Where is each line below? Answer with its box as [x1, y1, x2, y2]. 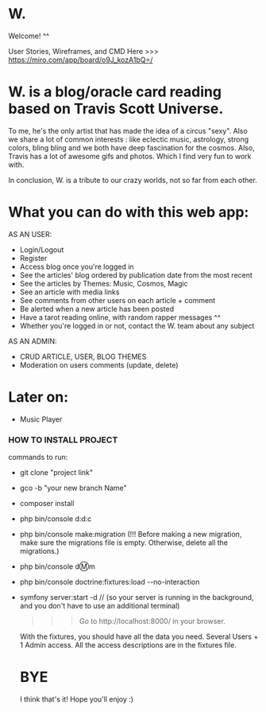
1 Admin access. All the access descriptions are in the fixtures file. [19, 640, 237, 650]
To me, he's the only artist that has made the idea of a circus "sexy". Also [8, 126, 248, 135]
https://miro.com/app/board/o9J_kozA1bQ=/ [8, 55, 153, 64]
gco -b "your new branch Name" [19, 483, 127, 493]
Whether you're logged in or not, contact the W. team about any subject [19, 321, 255, 330]
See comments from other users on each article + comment [19, 295, 216, 305]
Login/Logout [19, 244, 64, 255]
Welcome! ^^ [8, 31, 50, 41]
